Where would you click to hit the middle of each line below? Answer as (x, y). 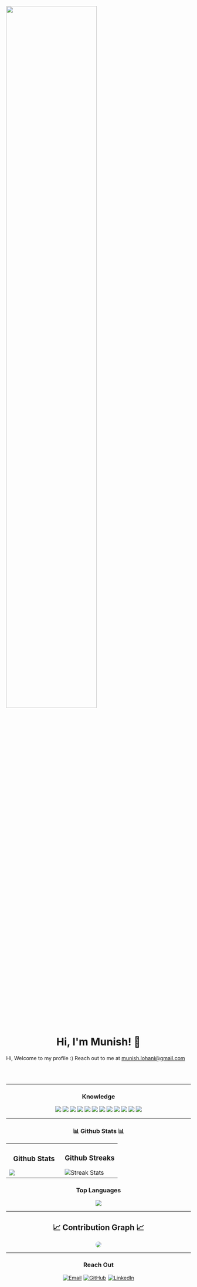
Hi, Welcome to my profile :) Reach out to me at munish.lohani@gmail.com (96, 1058)
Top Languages (98, 1191)
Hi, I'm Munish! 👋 (98, 1042)
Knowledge (98, 1097)
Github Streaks (89, 1158)
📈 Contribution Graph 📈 (98, 1228)
